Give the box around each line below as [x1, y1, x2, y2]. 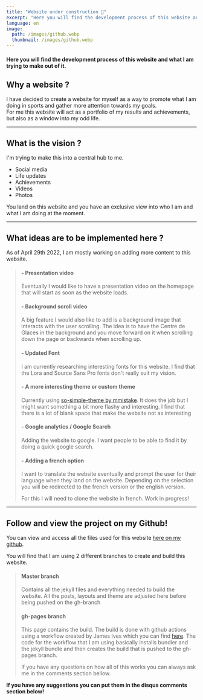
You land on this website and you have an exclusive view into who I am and [6, 203, 193, 210]
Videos [14, 185, 33, 192]
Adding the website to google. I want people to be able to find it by [21, 436, 187, 444]
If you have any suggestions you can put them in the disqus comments [6, 681, 187, 689]
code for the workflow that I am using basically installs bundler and [21, 639, 188, 646]
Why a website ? [6, 79, 69, 89]
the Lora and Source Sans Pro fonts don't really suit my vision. [21, 369, 176, 377]
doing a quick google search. [21, 443, 94, 450]
